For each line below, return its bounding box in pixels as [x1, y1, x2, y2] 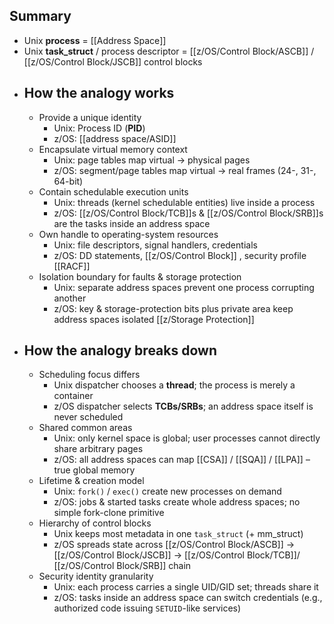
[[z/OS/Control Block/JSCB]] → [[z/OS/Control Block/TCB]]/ [53, 549, 301, 561]
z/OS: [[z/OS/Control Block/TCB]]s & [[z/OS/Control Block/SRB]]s [53, 207, 324, 219]
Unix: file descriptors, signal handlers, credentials [53, 239, 258, 251]
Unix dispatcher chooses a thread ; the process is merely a [53, 379, 296, 391]
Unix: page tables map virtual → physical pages [53, 154, 251, 166]
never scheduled [53, 411, 124, 423]
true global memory [53, 464, 136, 476]
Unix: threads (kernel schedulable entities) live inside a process [53, 196, 316, 208]
